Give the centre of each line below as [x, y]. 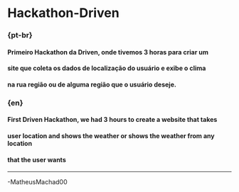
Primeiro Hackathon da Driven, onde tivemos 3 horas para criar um [108, 52]
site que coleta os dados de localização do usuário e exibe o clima [107, 68]
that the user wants [37, 159]
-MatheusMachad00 [37, 182]
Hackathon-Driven [63, 13]
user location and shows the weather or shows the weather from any [111, 136]
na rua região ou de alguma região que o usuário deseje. [92, 84]
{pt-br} [20, 35]
